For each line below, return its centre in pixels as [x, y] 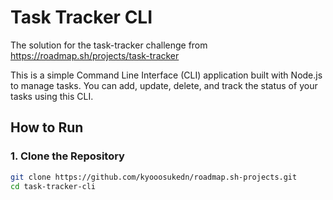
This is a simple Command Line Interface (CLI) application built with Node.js [166, 75]
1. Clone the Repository [67, 156]
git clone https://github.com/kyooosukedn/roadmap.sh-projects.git [154, 177]
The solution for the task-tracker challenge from [109, 45]
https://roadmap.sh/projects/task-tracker [95, 55]
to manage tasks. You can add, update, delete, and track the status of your [164, 85]
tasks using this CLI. [52, 96]
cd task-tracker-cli [53, 186]
